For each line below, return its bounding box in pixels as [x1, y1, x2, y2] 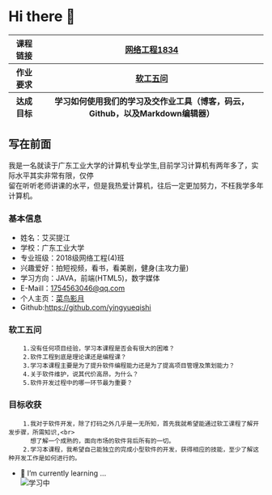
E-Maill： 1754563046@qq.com [19, 283, 125, 294]
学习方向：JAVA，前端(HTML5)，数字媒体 [19, 273, 160, 283]
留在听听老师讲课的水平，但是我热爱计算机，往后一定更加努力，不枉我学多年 [8, 180, 264, 190]
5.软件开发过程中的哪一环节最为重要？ [23, 379, 134, 387]
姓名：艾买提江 [19, 233, 70, 243]
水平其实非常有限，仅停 [15, 170, 94, 180]
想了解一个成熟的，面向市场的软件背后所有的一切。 [29, 437, 176, 445]
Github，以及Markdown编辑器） [88, 108, 215, 119]
